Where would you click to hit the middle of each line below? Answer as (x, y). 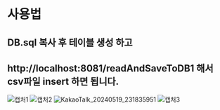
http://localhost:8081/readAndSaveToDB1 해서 (110, 68)
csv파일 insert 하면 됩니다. (63, 81)
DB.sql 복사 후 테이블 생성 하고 (70, 42)
